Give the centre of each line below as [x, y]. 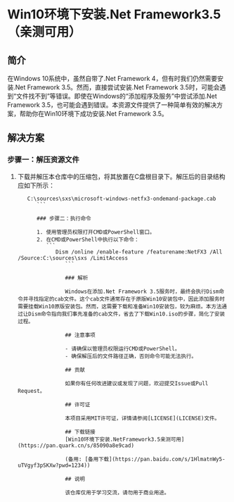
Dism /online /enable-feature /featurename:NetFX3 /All [139, 252]
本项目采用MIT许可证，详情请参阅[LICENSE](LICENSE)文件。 [142, 418]
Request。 [31, 391]
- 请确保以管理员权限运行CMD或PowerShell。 [123, 349]
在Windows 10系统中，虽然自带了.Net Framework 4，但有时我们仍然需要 [112, 79]
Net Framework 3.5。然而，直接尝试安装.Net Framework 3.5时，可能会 [117, 87]
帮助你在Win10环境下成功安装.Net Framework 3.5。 [94, 114]
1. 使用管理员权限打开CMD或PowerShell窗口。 [96, 232]
